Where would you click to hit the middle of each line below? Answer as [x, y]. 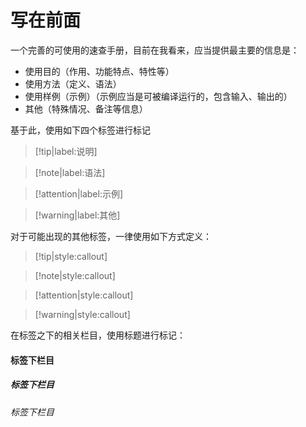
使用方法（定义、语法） [73, 83]
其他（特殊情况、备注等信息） [86, 108]
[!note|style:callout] [75, 275]
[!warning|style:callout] [82, 314]
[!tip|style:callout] [71, 256]
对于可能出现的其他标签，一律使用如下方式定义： [111, 236]
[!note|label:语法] [70, 172]
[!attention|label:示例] [79, 193]
